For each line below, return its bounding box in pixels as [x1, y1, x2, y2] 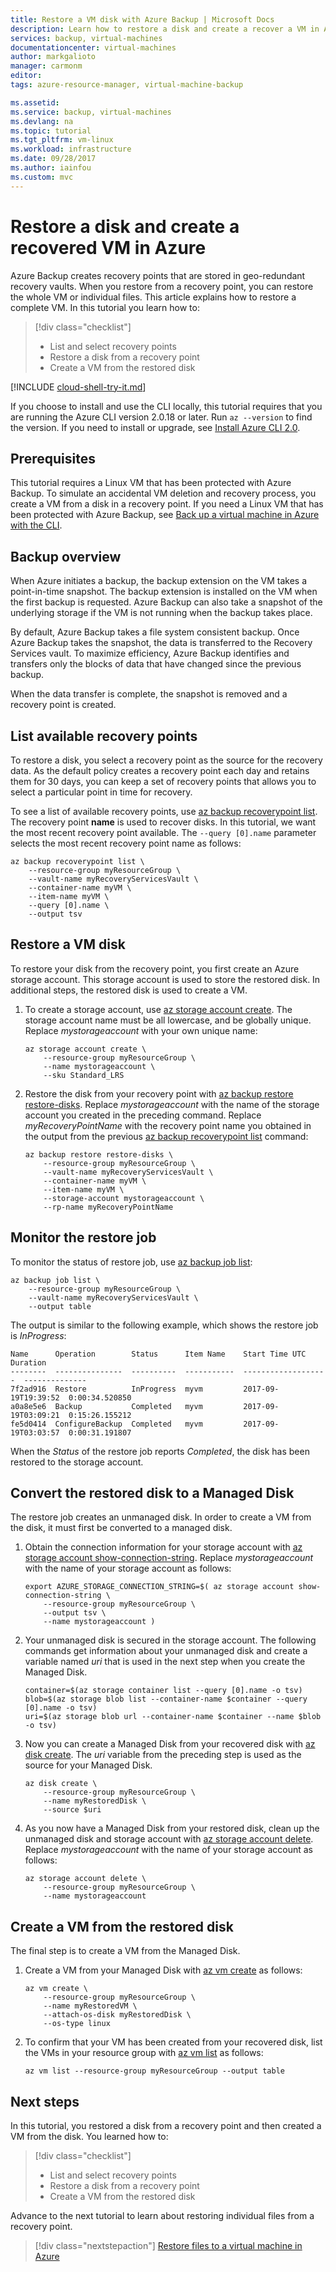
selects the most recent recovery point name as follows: [10, 837, 242, 849]
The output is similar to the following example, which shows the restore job [10, 1319, 319, 1331]
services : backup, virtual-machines [10, 33, 163, 43]
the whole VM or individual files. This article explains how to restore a [10, 291, 297, 303]
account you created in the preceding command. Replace [24, 1109, 262, 1121]
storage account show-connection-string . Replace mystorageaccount [24, 1552, 314, 1564]
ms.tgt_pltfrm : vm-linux [10, 135, 114, 145]
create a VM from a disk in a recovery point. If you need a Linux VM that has [10, 498, 324, 510]
